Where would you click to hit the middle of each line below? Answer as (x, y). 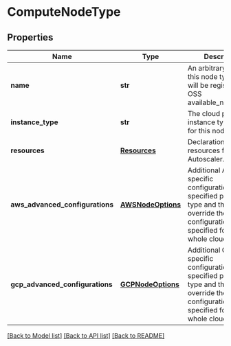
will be (198, 85)
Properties (30, 37)
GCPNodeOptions (150, 284)
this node (203, 77)
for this (199, 131)
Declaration (207, 142)
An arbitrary (207, 68)
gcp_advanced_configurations (62, 284)
